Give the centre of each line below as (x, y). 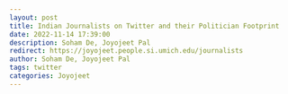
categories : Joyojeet (50, 76)
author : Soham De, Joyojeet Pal (70, 59)
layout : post (34, 17)
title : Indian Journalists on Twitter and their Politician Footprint (144, 26)
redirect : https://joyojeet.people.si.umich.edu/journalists (126, 51)
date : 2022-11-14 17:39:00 (60, 34)
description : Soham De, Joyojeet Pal (80, 43)
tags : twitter (36, 68)
